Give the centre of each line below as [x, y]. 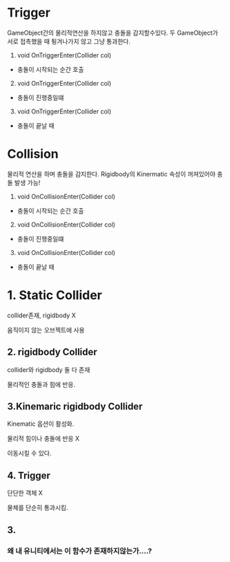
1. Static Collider [55, 296]
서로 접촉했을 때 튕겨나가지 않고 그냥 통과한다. [69, 41]
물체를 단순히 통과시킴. [38, 508]
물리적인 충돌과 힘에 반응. [41, 384]
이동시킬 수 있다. [29, 453]
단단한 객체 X [25, 493]
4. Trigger [29, 475]
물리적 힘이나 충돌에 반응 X [43, 439]
